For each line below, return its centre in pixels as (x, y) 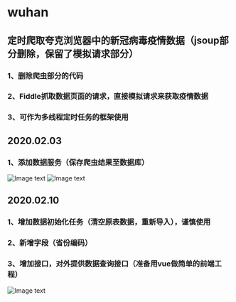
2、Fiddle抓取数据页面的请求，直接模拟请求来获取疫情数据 (108, 97)
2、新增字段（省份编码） (50, 243)
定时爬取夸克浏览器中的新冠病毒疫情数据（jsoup (113, 40)
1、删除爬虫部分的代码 (45, 75)
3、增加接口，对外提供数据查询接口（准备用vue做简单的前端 (111, 264)
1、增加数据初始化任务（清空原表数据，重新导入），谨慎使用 (109, 222)
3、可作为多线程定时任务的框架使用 (68, 117)
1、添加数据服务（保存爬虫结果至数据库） (78, 162)
